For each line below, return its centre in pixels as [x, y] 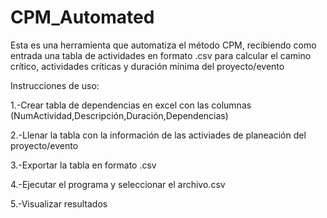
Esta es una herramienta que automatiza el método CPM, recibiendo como [163, 45]
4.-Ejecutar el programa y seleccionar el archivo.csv [118, 184]
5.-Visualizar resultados [59, 203]
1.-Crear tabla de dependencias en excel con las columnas [131, 105]
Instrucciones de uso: [55, 85]
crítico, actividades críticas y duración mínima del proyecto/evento [147, 66]
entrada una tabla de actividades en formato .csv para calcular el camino [161, 55]
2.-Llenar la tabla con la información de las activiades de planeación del [158, 135]
